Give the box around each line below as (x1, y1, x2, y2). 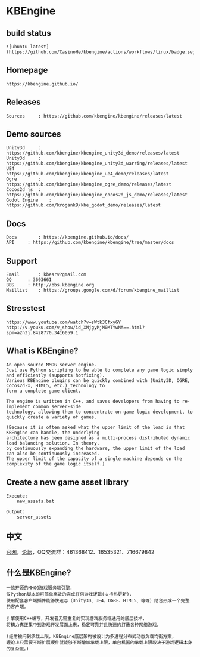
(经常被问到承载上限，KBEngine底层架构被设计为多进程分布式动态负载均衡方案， (6, 634, 177, 640)
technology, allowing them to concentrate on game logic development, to (6, 409, 193, 415)
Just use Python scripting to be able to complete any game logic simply (6, 367, 193, 373)
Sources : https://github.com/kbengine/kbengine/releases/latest (6, 113, 183, 119)
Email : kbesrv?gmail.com (6, 272, 86, 278)
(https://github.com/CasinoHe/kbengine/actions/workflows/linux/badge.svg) (6, 49, 198, 55)
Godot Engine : (6, 197, 52, 203)
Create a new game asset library (6, 477, 129, 488)
